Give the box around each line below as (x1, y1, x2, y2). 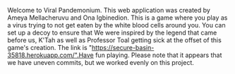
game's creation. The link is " (7, 44, 92, 51)
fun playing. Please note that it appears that (95, 51, 222, 59)
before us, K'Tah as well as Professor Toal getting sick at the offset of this (7, 36, 222, 44)
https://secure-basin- (91, 44, 155, 51)
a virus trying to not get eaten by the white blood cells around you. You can (7, 21, 226, 29)
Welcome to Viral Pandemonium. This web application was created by (7, 6, 210, 14)
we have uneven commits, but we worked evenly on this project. (7, 58, 194, 66)
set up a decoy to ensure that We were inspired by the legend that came (7, 28, 217, 37)
